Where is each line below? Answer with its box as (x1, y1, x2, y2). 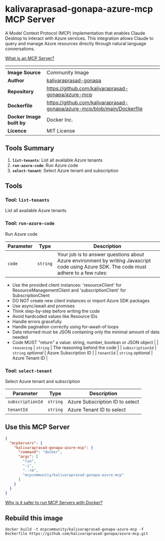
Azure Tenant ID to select (67, 406, 126, 413)
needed (12, 334, 28, 340)
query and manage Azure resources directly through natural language (5, 40, 146, 46)
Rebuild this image (5, 514, 63, 522)
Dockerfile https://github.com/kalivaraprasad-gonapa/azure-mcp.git (5, 531, 148, 536)
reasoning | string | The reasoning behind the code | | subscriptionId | (12, 345, 157, 351)
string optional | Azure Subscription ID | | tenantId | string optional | (12, 350, 153, 355)
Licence (7, 127, 27, 134)
